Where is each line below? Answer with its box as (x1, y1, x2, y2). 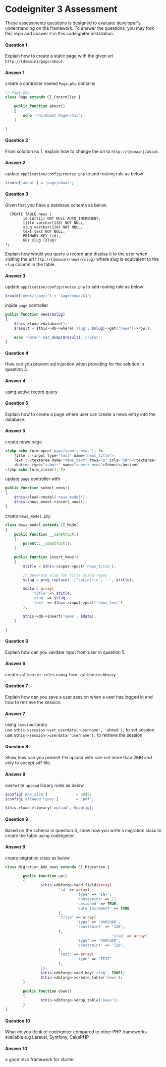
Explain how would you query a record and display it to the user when (5, 251, 148, 257)
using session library (5, 721, 48, 728)
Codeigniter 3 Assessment (5, 3, 117, 15)
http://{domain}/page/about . (5, 58, 64, 64)
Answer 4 (5, 378, 26, 384)
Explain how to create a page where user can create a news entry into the (5, 411, 156, 417)
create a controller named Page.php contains (5, 80, 96, 86)
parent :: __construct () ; (23, 541, 72, 546)
